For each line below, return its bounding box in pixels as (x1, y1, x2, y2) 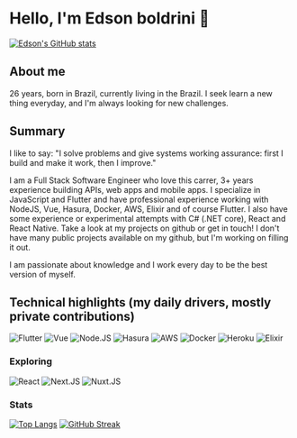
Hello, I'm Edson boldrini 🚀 (9, 8, 210, 29)
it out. (9, 242, 31, 252)
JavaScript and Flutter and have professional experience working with (9, 194, 269, 205)
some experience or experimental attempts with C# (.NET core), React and (9, 213, 286, 224)
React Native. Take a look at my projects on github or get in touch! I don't (9, 223, 280, 233)
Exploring (9, 355, 52, 368)
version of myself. (9, 269, 76, 279)
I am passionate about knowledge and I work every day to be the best (9, 259, 268, 269)
